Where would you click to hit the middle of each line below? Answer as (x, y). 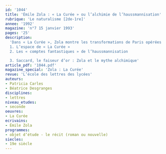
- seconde (15, 107)
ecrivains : (16, 121)
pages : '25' (17, 33)
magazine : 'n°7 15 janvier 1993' (40, 28)
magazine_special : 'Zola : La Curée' (44, 70)
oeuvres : (14, 112)
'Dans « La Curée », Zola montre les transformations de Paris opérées (86, 42)
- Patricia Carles (24, 84)
